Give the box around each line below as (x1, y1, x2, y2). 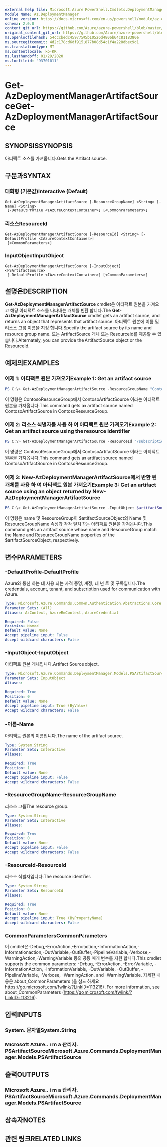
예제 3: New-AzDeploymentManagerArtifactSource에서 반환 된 (5, 474, 157, 481)
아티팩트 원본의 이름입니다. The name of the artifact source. (5, 732, 123, 739)
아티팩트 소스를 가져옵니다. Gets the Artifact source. (5, 155, 107, 162)
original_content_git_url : (5, 30, 61, 35)
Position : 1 (5, 766, 30, 771)
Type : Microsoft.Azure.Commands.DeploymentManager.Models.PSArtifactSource (5, 671, 166, 676)
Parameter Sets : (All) (5, 605, 52, 610)
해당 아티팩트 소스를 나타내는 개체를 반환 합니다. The (10, 307, 111, 313)
